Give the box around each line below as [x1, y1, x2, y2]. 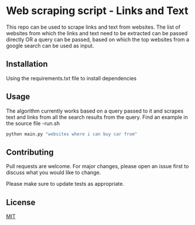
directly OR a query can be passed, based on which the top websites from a [6, 36, 189, 43]
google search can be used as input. [6, 42, 94, 49]
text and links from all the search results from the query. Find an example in [6, 113, 189, 121]
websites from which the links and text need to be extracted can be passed [6, 29, 188, 36]
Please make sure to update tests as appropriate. [6, 180, 125, 187]
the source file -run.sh [6, 120, 60, 127]
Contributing [6, 147, 54, 157]
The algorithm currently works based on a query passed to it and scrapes [6, 107, 184, 114]
